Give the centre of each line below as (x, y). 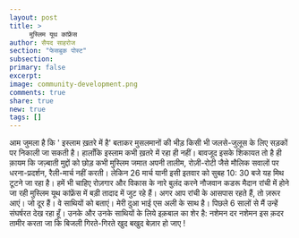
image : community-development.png (74, 84)
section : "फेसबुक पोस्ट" (48, 51)
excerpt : (26, 76)
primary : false (38, 68)
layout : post (34, 17)
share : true (31, 101)
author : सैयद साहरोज (43, 42)
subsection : (31, 59)
